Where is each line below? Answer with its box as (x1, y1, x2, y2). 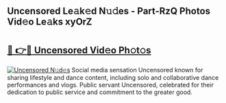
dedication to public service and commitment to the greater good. (7, 88, 193, 96)
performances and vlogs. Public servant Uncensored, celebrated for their (7, 81, 214, 89)
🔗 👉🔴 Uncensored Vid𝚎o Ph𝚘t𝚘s (7, 44, 151, 56)
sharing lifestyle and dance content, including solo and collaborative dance (7, 74, 219, 81)
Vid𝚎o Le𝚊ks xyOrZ (7, 16, 92, 28)
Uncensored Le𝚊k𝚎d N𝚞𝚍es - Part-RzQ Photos (7, 5, 211, 17)
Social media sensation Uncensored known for (71, 66, 203, 74)
